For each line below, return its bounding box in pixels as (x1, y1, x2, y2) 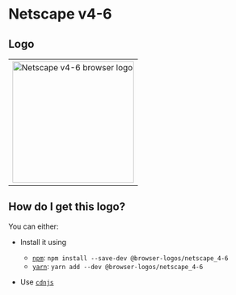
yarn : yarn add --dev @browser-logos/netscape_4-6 (32, 261, 204, 271)
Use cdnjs (19, 276, 54, 287)
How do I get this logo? (8, 200, 126, 214)
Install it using (19, 237, 67, 247)
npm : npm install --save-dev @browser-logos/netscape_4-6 (32, 252, 229, 263)
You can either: (8, 221, 59, 231)
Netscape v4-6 (8, 5, 112, 23)
